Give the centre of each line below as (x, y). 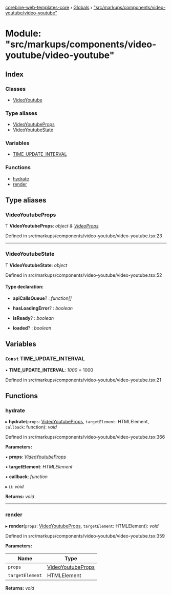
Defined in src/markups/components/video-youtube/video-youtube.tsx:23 (84, 236)
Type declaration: (25, 287)
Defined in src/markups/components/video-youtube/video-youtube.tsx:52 (84, 275)
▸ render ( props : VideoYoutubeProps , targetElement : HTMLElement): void (82, 526)
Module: (23, 34)
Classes (16, 89)
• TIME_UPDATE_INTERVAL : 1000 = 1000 (49, 370)
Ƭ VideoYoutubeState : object (36, 265)
